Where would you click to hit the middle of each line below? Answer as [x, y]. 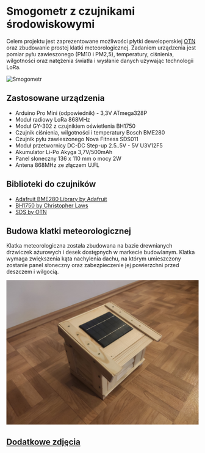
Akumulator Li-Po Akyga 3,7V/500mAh [64, 152]
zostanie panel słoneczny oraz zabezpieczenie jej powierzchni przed [93, 265]
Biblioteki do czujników [51, 184]
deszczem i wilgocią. [33, 272]
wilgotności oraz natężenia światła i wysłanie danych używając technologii [100, 61]
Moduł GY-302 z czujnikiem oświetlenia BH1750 [75, 126]
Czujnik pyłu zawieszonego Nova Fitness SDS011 [77, 139]
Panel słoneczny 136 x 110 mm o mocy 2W [68, 158]
